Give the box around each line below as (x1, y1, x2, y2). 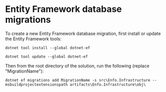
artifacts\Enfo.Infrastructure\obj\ (69, 82, 146, 87)
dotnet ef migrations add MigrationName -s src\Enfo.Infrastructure (5, 78, 151, 83)
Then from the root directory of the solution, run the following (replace (5, 63, 150, 69)
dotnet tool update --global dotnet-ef (5, 54, 88, 59)
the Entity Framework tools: (5, 36, 62, 42)
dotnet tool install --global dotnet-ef (5, 45, 91, 50)
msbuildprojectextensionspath (5, 82, 68, 87)
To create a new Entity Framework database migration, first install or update (5, 30, 161, 36)
